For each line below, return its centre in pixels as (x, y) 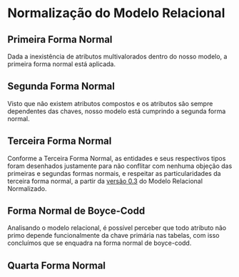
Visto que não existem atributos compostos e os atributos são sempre (110, 103)
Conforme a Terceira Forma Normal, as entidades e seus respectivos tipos (117, 158)
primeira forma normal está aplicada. (62, 64)
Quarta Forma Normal (56, 265)
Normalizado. (27, 188)
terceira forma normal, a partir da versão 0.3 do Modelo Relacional (105, 181)
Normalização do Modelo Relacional (116, 13)
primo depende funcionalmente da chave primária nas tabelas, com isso (113, 236)
